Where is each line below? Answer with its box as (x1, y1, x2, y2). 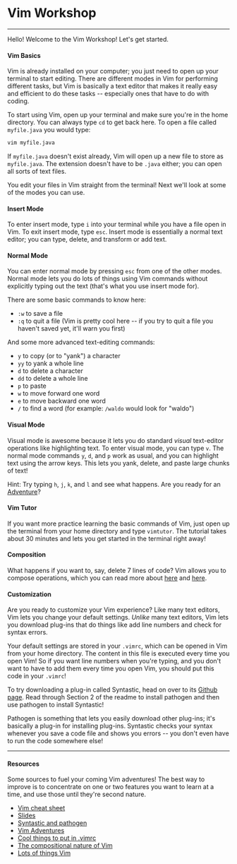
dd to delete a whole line (17, 374, 88, 383)
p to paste (17, 381, 47, 390)
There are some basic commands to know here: (7, 295, 146, 304)
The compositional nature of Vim (17, 841, 113, 850)
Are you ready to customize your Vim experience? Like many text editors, (7, 605, 220, 614)
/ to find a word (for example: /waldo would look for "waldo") (17, 404, 195, 413)
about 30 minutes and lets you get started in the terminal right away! (7, 534, 206, 543)
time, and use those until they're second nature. (7, 790, 147, 799)
